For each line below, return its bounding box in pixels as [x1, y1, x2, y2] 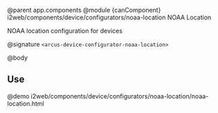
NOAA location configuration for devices [7, 27, 123, 35]
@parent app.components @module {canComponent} [7, 6, 161, 14]
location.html [7, 99, 44, 107]
